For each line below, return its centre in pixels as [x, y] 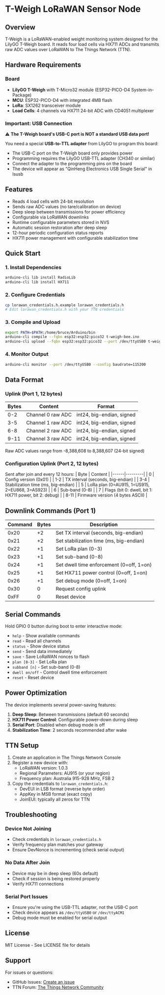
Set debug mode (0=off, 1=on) [91, 581]
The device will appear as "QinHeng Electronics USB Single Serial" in [82, 169]
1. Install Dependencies [33, 268]
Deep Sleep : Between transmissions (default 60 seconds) [70, 714]
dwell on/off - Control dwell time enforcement [59, 672]
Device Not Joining [28, 829]
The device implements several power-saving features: [61, 705]
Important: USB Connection [39, 123]
